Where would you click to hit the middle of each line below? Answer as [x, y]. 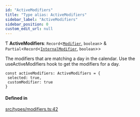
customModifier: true [30, 82]
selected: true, [25, 78]
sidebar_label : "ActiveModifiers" [42, 19]
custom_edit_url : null [29, 29]
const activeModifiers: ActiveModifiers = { [53, 74]
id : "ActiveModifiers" [29, 10]
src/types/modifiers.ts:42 [32, 109]
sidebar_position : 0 [27, 24]
